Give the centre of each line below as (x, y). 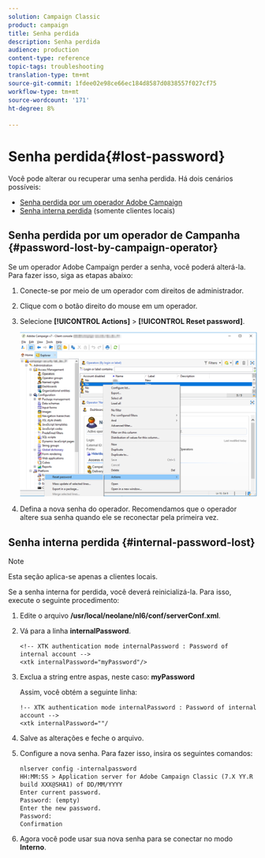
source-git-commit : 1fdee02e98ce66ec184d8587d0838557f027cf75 (112, 83)
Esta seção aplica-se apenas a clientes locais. (83, 577)
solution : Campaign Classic (54, 17)
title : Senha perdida (44, 33)
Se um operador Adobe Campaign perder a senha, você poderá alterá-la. (127, 267)
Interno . (33, 847)
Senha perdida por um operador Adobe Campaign (101, 202)
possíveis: (24, 187)
